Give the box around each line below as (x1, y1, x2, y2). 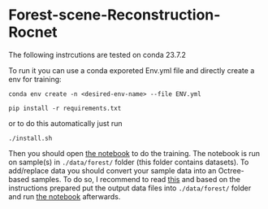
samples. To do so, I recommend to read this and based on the (31, 174, 241, 184)
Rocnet (8, 23, 58, 41)
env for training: (8, 74, 63, 84)
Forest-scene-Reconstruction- (8, 6, 221, 24)
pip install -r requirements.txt (8, 104, 122, 112)
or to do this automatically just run (8, 118, 123, 128)
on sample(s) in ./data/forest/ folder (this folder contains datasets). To (8, 157, 249, 167)
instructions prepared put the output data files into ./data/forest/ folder (8, 183, 252, 193)
